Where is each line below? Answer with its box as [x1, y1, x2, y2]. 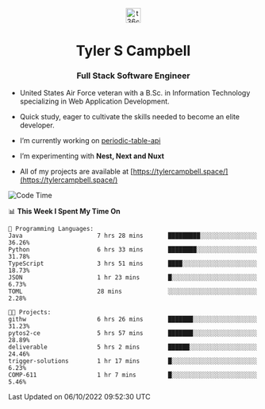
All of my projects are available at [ [19, 167, 133, 177]
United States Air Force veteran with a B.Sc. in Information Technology [19, 88, 251, 98]
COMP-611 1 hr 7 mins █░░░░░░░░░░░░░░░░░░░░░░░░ [8, 371, 258, 380]
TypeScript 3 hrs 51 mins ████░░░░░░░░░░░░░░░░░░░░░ [8, 259, 258, 268]
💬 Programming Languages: [8, 225, 94, 233]
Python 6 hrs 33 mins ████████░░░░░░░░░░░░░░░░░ [8, 246, 258, 254]
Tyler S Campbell [75, 42, 191, 60]
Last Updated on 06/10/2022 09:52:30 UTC [8, 392, 151, 402]
